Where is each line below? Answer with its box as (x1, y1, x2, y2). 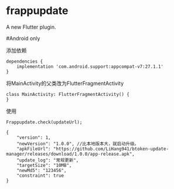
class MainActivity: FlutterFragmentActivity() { (6, 91, 130, 97)
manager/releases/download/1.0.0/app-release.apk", (6, 151, 135, 157)
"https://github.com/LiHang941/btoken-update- (53, 146, 169, 152)
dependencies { (6, 59, 43, 64)
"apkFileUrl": (16, 146, 51, 152)
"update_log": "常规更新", (16, 157, 79, 163)
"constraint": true (16, 173, 64, 178)
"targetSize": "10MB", (16, 162, 72, 168)
